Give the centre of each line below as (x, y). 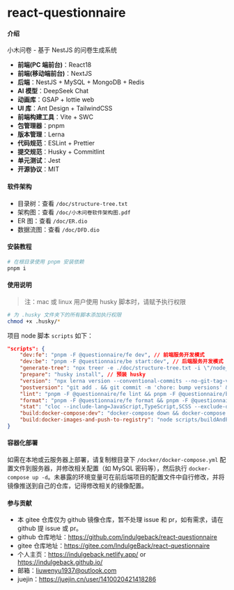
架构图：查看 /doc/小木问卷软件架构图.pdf (74, 212)
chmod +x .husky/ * (34, 321)
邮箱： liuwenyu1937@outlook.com (67, 571)
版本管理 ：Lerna (41, 134)
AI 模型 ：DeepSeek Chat (53, 91)
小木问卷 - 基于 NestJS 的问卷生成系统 (62, 50)
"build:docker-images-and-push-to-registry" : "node (96, 420)
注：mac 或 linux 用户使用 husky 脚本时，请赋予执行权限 (105, 301)
